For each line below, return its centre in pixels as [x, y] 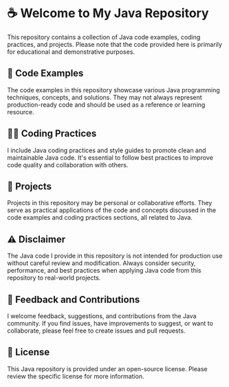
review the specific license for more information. [76, 376]
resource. [21, 112]
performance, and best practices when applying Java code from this [104, 271]
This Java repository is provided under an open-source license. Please [107, 368]
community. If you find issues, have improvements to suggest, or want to [110, 323]
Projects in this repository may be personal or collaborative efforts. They [110, 203]
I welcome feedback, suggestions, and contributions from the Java [102, 316]
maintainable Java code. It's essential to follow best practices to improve [110, 157]
